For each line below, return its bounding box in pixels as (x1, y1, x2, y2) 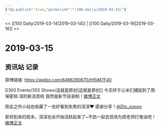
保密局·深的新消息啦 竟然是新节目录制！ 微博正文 (5, 93, 101, 99)
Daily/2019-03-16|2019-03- (100, 20, 155, 26)
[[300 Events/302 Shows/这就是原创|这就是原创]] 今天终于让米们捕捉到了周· (5, 87, 156, 93)
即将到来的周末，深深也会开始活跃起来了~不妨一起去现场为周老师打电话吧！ (5, 114, 156, 119)
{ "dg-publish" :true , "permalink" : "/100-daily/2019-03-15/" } (5, 7, 127, 12)
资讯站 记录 (5, 63, 39, 71)
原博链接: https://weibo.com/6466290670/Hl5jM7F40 (5, 77, 112, 82)
